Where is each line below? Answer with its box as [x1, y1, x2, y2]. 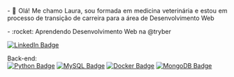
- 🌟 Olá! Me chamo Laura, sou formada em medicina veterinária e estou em [7, 7, 228, 15]
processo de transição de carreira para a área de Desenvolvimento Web [7, 14, 214, 22]
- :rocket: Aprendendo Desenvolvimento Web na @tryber [7, 28, 171, 35]
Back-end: [7, 54, 37, 62]
